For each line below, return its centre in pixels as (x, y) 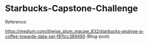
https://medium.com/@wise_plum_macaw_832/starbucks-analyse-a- (74, 31)
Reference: (16, 22)
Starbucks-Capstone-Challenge (72, 8)
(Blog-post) (98, 36)
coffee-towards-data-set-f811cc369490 (45, 36)
